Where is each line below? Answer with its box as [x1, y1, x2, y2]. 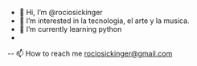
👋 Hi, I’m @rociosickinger [18, 8, 103, 17]
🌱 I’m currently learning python [18, 25, 122, 33]
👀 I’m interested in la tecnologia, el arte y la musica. [18, 16, 190, 25]
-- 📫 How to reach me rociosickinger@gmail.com [7, 49, 173, 58]
